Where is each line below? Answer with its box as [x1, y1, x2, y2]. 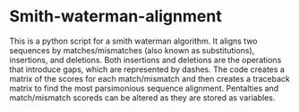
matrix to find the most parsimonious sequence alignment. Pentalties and [9, 83, 279, 93]
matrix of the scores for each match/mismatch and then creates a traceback [9, 73, 291, 84]
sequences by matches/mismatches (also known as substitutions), [9, 44, 255, 55]
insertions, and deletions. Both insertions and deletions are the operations [9, 54, 282, 65]
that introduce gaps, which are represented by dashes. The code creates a [9, 64, 285, 75]
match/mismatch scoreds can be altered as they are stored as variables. [9, 92, 276, 103]
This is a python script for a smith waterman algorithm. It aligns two [9, 36, 258, 46]
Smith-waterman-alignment [9, 6, 222, 27]
